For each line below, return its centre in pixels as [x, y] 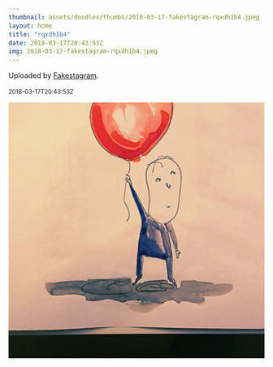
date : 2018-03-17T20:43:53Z [56, 43]
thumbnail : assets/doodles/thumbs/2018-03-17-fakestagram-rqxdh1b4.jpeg [134, 17]
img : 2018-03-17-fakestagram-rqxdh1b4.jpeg [83, 52]
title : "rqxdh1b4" [39, 34]
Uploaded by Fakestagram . [54, 76]
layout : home [30, 26]
